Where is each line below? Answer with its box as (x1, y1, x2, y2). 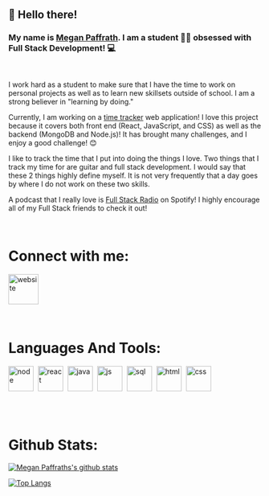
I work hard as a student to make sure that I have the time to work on (8, 80, 236, 89)
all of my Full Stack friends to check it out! (8, 203, 148, 213)
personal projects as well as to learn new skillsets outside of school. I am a (8, 88, 255, 97)
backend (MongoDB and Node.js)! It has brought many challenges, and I (8, 129, 247, 139)
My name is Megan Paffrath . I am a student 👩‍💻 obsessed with (8, 32, 251, 43)
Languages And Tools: (8, 338, 161, 357)
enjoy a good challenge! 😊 (8, 137, 98, 147)
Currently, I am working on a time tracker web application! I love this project (8, 112, 259, 121)
